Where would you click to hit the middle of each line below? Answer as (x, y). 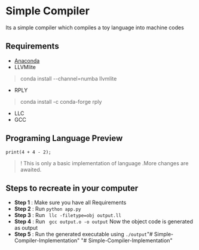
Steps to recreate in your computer (72, 188)
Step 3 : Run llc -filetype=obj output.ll (68, 215)
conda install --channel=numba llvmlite (68, 78)
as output (26, 228)
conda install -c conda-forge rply (61, 101)
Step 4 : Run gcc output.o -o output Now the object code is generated (104, 221)
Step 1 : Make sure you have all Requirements (70, 203)
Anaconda (27, 60)
